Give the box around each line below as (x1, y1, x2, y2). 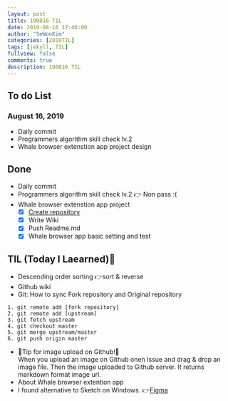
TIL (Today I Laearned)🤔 (7, 253, 116, 265)
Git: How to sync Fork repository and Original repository (17, 290, 182, 299)
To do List (7, 90, 52, 102)
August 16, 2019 (7, 111, 64, 121)
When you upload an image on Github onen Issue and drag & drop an (17, 355, 221, 364)
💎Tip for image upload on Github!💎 (17, 348, 120, 356)
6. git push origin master (7, 335, 88, 343)
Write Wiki (28, 216, 59, 224)
